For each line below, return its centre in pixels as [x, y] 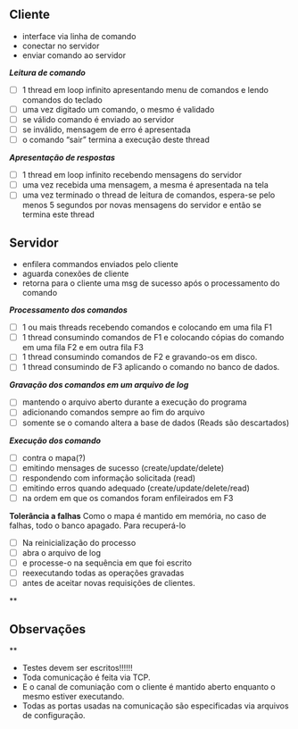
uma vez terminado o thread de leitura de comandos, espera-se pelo [149, 195]
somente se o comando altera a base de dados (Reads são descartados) [156, 423]
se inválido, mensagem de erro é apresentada [107, 130]
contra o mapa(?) [54, 457]
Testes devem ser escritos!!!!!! [78, 668]
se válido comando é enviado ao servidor [98, 119]
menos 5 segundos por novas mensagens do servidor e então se [141, 205]
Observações [48, 629]
